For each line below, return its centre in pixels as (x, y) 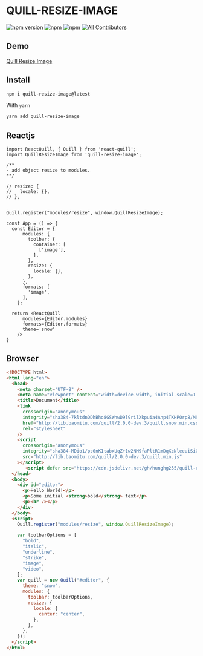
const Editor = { (34, 229)
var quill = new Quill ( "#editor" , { (63, 580)
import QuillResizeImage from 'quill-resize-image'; (74, 155)
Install (18, 80)
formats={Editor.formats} (55, 324)
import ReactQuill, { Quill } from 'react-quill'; (71, 149)
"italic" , (34, 546)
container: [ (50, 245)
